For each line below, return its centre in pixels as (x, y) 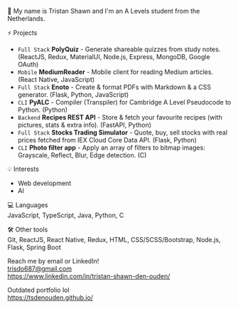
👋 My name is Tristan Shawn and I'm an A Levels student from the (104, 11)
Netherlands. (26, 19)
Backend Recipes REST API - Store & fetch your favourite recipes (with (120, 117)
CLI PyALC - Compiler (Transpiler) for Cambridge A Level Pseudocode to (124, 102)
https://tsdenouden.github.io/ (50, 298)
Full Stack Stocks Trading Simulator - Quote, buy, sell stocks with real (123, 132)
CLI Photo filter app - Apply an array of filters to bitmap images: (112, 147)
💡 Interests (23, 169)
